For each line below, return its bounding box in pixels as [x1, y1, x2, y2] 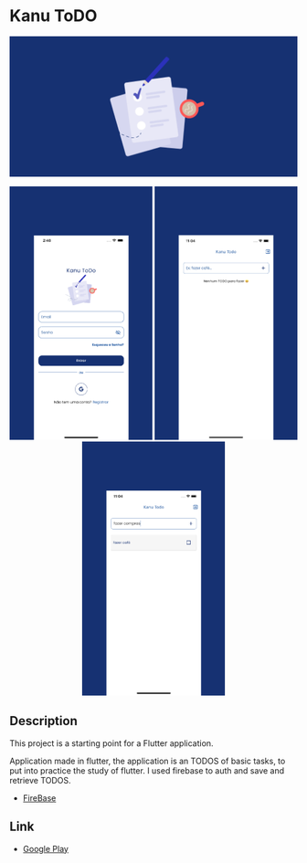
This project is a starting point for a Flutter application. [9, 737, 214, 749]
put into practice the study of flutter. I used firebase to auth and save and [9, 764, 285, 776]
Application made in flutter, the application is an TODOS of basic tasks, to [9, 755, 286, 766]
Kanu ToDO [9, 5, 98, 26]
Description [9, 713, 78, 729]
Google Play [22, 843, 69, 854]
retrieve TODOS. [9, 774, 71, 785]
